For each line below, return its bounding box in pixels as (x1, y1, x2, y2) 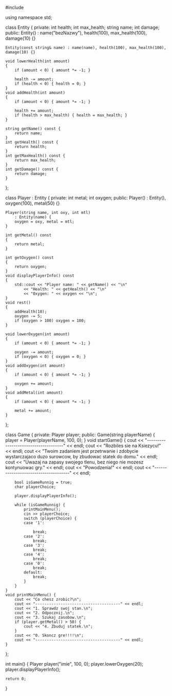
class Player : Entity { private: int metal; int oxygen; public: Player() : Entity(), (5, 195, 166, 201)
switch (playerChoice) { (24, 516, 77, 521)
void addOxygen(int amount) (5, 363, 66, 368)
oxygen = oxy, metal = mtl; (14, 219, 74, 224)
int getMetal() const (5, 233, 52, 238)
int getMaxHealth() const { (5, 153, 66, 158)
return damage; (14, 171, 47, 176)
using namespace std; (5, 14, 52, 20)
